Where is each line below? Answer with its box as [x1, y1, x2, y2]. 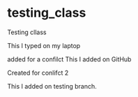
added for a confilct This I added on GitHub [7, 54, 132, 64]
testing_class [7, 5, 86, 21]
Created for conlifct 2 [7, 68, 69, 77]
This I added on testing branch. [7, 82, 98, 90]
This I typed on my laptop [7, 41, 81, 50]
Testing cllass [7, 28, 47, 36]
